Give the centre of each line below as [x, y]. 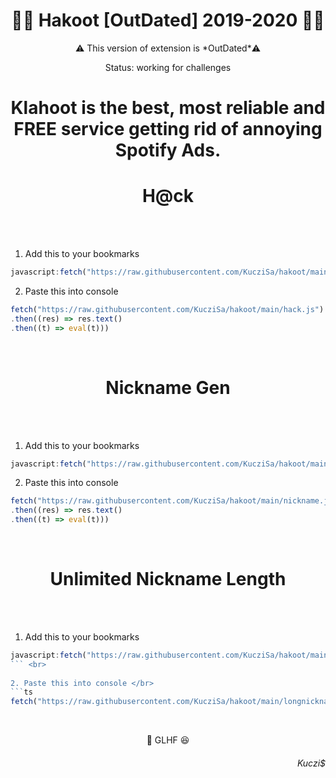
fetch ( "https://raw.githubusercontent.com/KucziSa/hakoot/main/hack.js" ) [167, 309]
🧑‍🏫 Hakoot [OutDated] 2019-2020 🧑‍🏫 [168, 20]
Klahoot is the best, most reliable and [168, 108]
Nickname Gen [168, 387]
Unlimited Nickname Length [168, 579]
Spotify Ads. [168, 150]
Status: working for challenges [168, 67]
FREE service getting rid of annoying [168, 129]
